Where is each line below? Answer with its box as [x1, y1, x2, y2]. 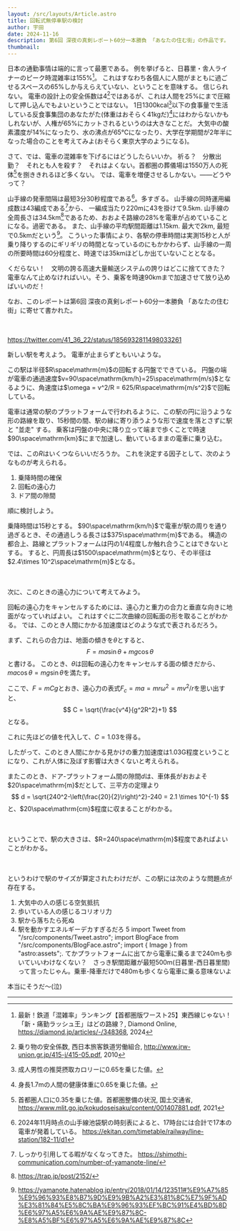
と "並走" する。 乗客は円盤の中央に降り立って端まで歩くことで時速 [7, 425, 206, 433]
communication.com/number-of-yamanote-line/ [17, 1158, 159, 1167]
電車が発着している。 [17, 1127, 81, 1136]
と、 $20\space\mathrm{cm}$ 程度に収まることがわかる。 [7, 805, 176, 813]
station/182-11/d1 [17, 1135, 68, 1144]
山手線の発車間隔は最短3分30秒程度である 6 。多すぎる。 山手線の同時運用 [7, 194, 225, 203]
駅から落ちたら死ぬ [17, 916, 75, 925]
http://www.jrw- [144, 1042, 191, 1051]
